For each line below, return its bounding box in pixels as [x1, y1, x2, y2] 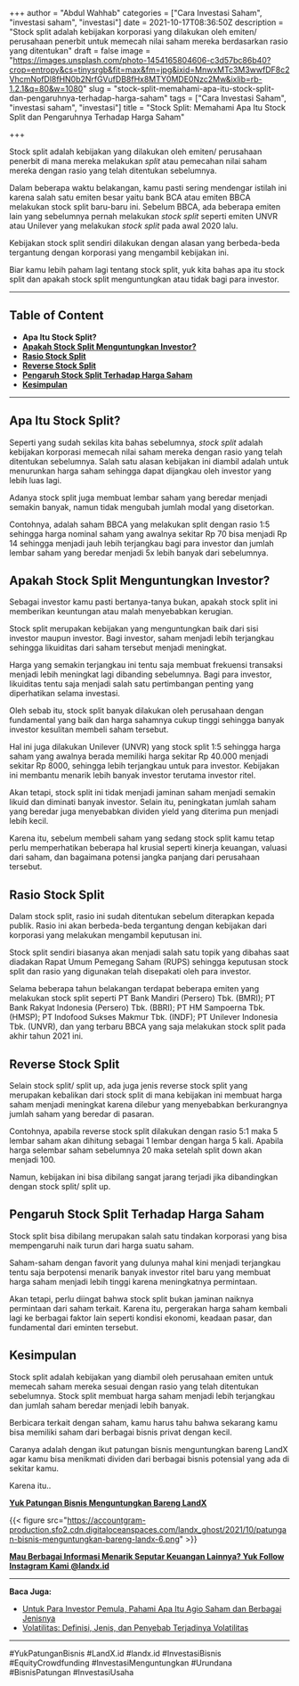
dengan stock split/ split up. [9, 1181, 111, 1192]
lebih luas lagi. [9, 474, 62, 485]
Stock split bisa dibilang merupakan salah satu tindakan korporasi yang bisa [9, 1230, 287, 1241]
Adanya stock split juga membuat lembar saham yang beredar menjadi [9, 492, 268, 503]
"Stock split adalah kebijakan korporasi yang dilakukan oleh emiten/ [9, 27, 257, 37]
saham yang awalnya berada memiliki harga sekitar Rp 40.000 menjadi [9, 751, 269, 761]
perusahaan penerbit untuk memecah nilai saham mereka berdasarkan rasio [9, 36, 288, 46]
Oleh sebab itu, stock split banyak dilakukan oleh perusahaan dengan [9, 705, 264, 716]
